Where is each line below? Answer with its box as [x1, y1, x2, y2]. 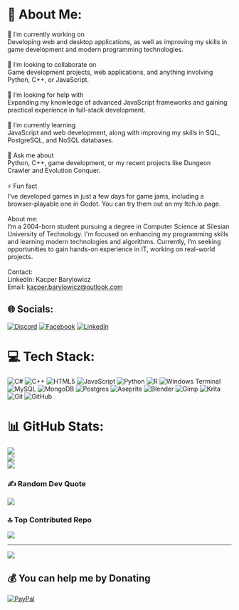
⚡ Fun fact [7, 182, 38, 190]
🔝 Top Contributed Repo [7, 515, 92, 525]
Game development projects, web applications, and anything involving [7, 68, 213, 76]
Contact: [7, 267, 33, 276]
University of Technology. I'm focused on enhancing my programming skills [7, 229, 229, 238]
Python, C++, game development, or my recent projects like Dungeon [7, 158, 211, 167]
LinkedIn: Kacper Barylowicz [7, 275, 91, 283]
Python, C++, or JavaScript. [7, 75, 90, 84]
